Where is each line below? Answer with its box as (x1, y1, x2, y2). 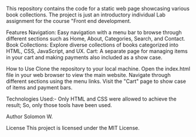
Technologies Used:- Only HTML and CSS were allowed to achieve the (6, 95, 177, 102)
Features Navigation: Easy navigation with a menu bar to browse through (6, 29, 182, 36)
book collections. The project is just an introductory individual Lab (6, 11, 166, 18)
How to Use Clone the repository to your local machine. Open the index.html (6, 65, 191, 72)
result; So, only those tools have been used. (6, 102, 113, 108)
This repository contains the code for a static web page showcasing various (6, 5, 190, 12)
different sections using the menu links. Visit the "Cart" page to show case (6, 78, 187, 85)
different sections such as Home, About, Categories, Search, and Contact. (6, 35, 185, 42)
